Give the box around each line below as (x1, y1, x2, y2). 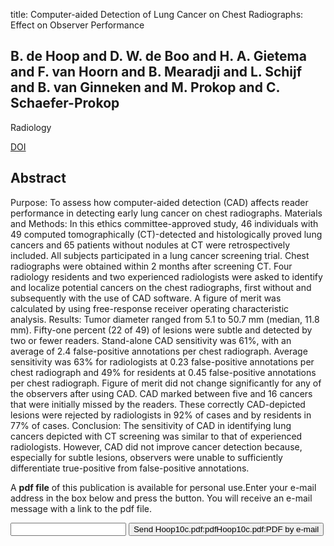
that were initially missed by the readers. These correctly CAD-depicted (10, 398, 306, 410)
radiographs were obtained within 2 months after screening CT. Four (10, 260, 293, 272)
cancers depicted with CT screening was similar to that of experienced (10, 430, 303, 442)
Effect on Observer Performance (10, 19, 145, 31)
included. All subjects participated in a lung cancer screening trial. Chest (10, 249, 310, 261)
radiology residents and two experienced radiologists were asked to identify (10, 270, 323, 283)
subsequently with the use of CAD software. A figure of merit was (10, 292, 282, 304)
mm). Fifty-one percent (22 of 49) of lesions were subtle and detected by (10, 324, 313, 336)
